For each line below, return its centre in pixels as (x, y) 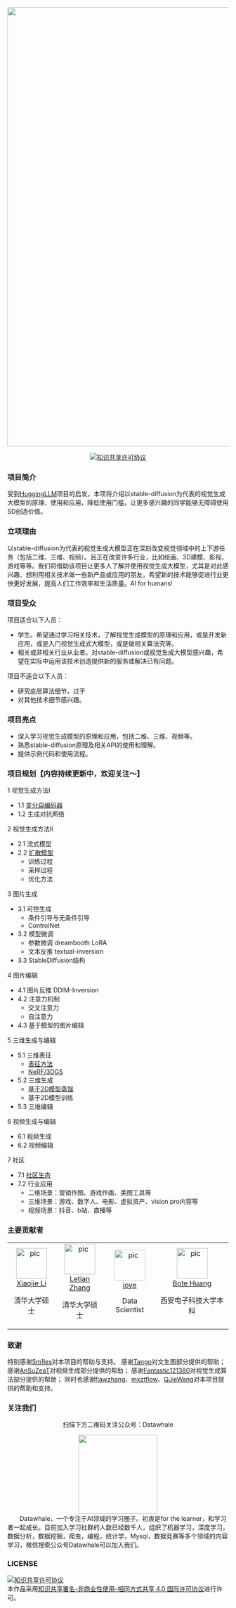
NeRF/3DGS (45, 1072)
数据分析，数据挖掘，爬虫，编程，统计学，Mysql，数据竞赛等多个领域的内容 (118, 1536)
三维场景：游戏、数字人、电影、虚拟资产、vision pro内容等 (113, 1202)
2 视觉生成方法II (30, 829)
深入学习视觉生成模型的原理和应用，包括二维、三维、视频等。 (107, 737)
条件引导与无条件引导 (59, 918)
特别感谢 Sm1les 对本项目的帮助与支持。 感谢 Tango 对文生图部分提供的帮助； (117, 1362)
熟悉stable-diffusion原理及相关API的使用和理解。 (88, 745)
